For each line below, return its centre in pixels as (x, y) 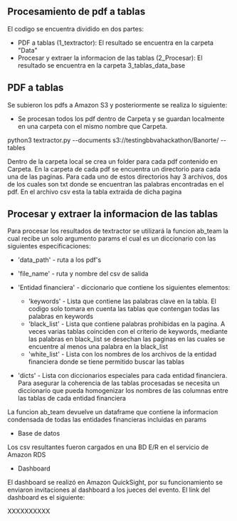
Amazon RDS (27, 455)
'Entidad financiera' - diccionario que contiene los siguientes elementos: (124, 288)
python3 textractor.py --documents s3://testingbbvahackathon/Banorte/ (113, 140)
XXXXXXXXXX (29, 511)
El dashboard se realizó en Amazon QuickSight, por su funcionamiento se (115, 483)
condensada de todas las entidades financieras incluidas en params (107, 420)
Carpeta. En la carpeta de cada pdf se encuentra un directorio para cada (114, 169)
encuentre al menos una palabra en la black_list (98, 347)
